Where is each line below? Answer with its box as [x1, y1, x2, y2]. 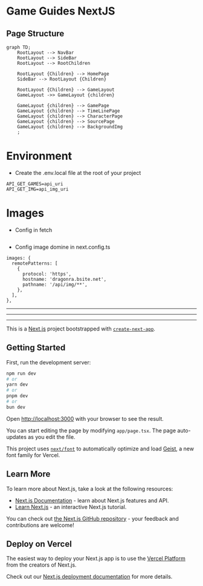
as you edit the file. [28, 433, 76, 440]
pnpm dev [6, 393, 28, 399]
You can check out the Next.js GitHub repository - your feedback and [6, 515, 179, 522]
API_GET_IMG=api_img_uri [6, 186, 69, 192]
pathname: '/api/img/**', [22, 281, 88, 288]
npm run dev [6, 370, 36, 377]
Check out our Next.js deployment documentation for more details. [6, 573, 173, 581]
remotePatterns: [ [11, 260, 59, 266]
